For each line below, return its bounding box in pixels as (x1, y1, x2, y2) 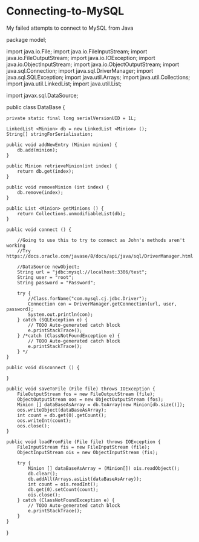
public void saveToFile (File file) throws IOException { (6, 386, 155, 392)
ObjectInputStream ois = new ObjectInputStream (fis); (17, 449, 158, 455)
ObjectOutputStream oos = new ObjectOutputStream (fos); (17, 396, 164, 403)
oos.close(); (17, 423, 50, 429)
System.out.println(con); (28, 311, 94, 318)
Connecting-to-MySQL (6, 4, 125, 18)
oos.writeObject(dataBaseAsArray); (17, 407, 107, 413)
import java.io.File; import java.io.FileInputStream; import (6, 47, 148, 55)
